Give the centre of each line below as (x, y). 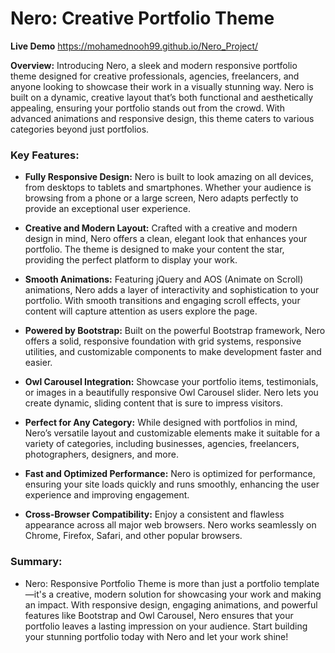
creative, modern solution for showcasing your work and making (189, 594)
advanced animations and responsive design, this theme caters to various (162, 118)
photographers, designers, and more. (101, 454)
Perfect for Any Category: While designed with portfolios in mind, (161, 423)
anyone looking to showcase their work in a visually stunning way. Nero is (162, 86)
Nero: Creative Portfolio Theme (142, 18)
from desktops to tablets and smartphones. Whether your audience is (168, 188)
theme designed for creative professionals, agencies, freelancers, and (155, 76)
